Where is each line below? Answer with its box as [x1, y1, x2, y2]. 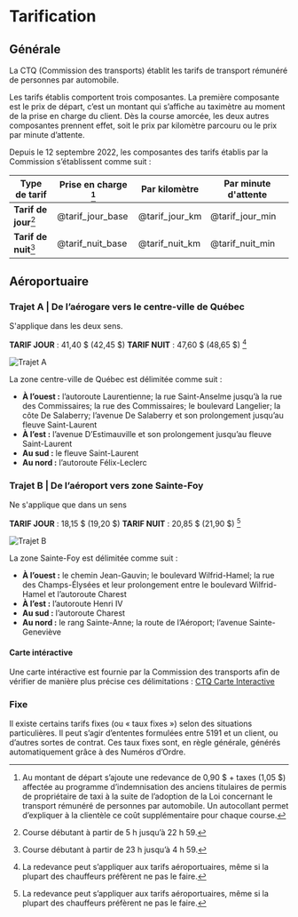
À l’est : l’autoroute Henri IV [21, 598, 123, 609]
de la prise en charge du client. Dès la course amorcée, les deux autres [9, 111, 270, 121]
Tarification [9, 6, 97, 27]
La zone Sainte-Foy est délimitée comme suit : [9, 553, 178, 563]
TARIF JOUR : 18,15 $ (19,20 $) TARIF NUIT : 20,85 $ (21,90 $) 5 [9, 517, 241, 529]
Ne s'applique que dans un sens [9, 499, 127, 510]
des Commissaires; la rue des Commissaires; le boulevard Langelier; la [21, 401, 281, 411]
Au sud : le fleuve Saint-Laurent [21, 448, 139, 458]
